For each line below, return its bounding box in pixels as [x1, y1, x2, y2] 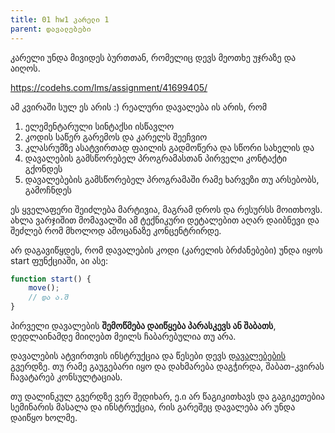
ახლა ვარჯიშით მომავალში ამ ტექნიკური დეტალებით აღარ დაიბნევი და [10, 214, 320, 226]
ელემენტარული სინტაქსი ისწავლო [24, 120, 175, 132]
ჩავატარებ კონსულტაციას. [10, 371, 123, 383]
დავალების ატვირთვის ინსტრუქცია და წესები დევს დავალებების [10, 350, 287, 361]
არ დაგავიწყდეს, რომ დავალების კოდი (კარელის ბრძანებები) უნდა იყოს [10, 244, 323, 256]
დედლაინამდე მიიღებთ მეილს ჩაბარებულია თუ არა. [10, 331, 237, 342]
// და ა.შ [28, 292, 70, 303]
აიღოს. [10, 62, 41, 74]
